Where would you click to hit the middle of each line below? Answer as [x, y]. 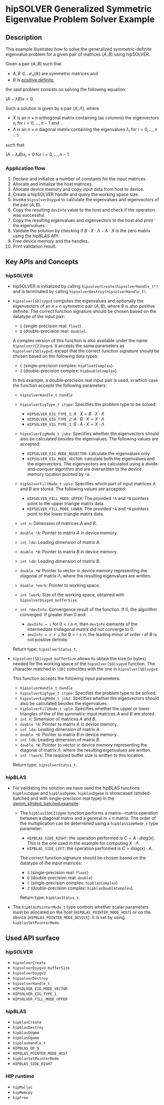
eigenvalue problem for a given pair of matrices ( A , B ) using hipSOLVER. [78, 54]
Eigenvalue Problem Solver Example [80, 19]
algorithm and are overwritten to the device [98, 469]
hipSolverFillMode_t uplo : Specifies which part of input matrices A [88, 484]
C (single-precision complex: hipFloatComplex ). [67, 366]
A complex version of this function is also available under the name [80, 341]
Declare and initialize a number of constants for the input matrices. [80, 179]
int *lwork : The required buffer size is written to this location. [82, 755]
